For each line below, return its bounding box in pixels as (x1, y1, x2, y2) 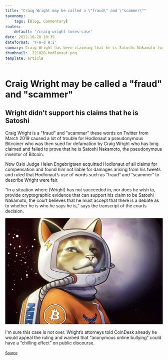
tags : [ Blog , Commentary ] (14, 19, 68, 24)
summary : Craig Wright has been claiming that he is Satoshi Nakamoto (5, 45, 155, 50)
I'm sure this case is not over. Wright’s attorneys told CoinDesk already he (5, 329, 157, 335)
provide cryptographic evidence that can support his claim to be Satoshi (5, 192, 154, 198)
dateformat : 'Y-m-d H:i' (5, 40, 57, 45)
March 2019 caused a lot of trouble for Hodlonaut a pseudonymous (5, 135, 143, 141)
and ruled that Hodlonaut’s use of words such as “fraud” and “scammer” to (5, 171, 159, 178)
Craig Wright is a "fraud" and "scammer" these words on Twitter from (5, 130, 149, 136)
